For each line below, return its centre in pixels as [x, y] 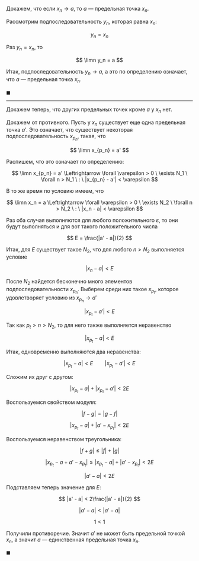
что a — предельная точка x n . [44, 80]
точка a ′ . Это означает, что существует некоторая [70, 130]
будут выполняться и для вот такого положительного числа [82, 226]
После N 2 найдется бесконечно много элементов [69, 282]
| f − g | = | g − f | [99, 414]
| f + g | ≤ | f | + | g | [99, 451]
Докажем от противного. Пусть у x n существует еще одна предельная [96, 123]
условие [17, 257]
